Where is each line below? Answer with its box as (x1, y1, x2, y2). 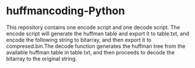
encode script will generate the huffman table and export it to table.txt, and (6, 30, 190, 37)
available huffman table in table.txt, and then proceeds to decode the (6, 48, 175, 56)
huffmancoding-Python (6, 4, 126, 18)
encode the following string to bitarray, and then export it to (6, 36, 152, 43)
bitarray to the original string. (6, 55, 77, 62)
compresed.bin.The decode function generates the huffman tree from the (6, 43, 186, 50)
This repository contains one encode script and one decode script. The (6, 24, 180, 31)
